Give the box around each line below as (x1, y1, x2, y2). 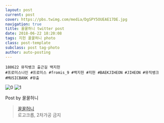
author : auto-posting (5, 50, 51, 55)
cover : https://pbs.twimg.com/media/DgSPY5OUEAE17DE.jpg (5, 17, 128, 22)
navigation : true (5, 21, 42, 27)
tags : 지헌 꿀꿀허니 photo (5, 36, 56, 41)
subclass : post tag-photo (5, 45, 60, 50)
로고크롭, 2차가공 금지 (17, 112, 62, 118)
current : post (5, 12, 35, 17)
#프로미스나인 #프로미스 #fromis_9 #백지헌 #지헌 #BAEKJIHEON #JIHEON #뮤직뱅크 (5, 70, 159, 75)
